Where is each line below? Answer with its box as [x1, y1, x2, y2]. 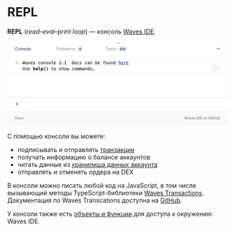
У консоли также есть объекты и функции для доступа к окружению [7, 210, 212, 218]
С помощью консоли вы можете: [7, 132, 106, 140]
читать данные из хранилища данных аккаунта [17, 161, 159, 169]
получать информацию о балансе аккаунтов [17, 153, 150, 161]
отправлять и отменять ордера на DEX [17, 168, 134, 177]
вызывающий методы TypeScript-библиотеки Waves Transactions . [7, 189, 205, 198]
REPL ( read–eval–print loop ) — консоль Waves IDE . [7, 27, 156, 36]
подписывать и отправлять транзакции [17, 146, 135, 154]
